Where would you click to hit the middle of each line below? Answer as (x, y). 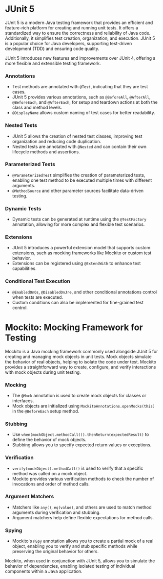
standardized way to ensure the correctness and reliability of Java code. (78, 33)
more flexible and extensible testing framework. (53, 63)
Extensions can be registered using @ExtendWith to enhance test (76, 264)
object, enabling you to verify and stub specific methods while (75, 546)
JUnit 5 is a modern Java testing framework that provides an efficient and (79, 23)
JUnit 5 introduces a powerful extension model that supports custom (81, 248)
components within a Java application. (44, 571)
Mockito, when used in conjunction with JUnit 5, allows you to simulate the (80, 561)
